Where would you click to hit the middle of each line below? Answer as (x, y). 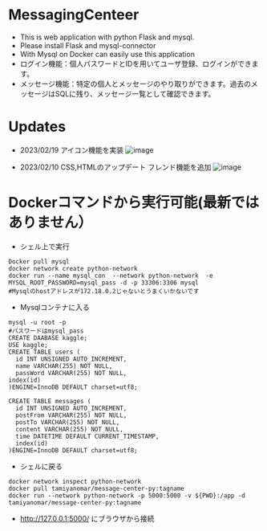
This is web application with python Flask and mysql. (107, 37)
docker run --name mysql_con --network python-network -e (111, 276)
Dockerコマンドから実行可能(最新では (134, 203)
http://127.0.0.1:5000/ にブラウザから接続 (87, 518)
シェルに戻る (41, 466)
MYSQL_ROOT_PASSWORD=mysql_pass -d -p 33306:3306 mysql (103, 283)
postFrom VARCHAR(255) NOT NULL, (71, 415)
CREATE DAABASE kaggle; (48, 338)
